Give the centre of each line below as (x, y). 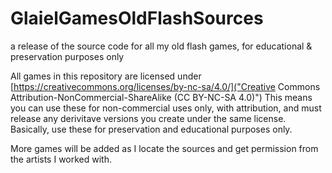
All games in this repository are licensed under (106, 76)
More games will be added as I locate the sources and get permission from (164, 148)
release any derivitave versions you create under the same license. (148, 118)
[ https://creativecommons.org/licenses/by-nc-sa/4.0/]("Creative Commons (165, 86)
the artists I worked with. (61, 159)
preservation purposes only (67, 56)
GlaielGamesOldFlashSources (137, 18)
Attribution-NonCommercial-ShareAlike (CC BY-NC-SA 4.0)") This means (161, 97)
